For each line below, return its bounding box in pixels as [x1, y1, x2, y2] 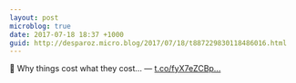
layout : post [9, 13, 59, 23]
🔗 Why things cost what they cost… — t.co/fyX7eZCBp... [9, 63, 221, 74]
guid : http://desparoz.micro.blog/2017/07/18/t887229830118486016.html [9, 38, 287, 48]
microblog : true [9, 22, 71, 31]
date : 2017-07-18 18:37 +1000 [9, 30, 125, 39]
